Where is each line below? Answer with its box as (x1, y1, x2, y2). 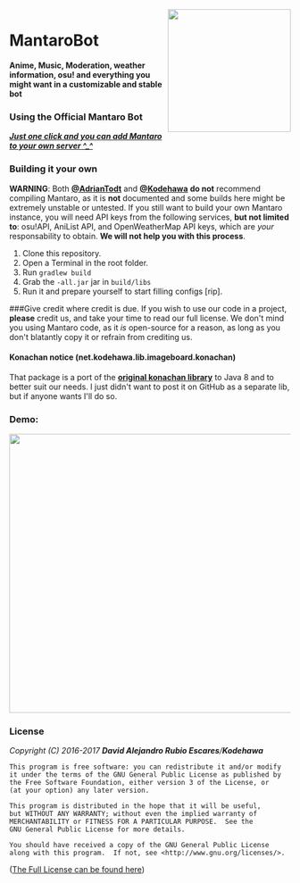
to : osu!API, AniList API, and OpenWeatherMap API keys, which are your (9, 221, 274, 231)
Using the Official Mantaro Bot (9, 111, 143, 123)
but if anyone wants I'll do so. (9, 390, 118, 401)
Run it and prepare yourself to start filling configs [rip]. (21, 286, 223, 296)
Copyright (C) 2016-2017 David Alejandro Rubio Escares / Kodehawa (9, 746, 263, 756)
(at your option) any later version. (9, 786, 150, 796)
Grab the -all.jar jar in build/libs (21, 276, 152, 287)
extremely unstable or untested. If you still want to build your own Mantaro (9, 202, 283, 212)
